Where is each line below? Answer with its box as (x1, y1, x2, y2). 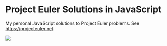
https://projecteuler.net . (5, 25, 55, 31)
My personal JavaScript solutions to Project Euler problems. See (5, 20, 140, 26)
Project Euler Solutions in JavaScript (5, 4, 162, 15)
